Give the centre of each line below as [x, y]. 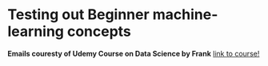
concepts [99, 31]
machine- [185, 15]
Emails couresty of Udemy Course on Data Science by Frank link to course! [134, 53]
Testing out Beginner [78, 15]
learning [36, 31]
